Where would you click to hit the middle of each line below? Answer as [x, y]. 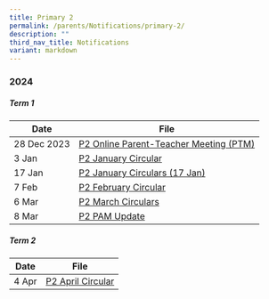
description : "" [39, 34]
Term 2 [23, 240]
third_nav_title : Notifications [69, 42]
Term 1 [22, 102]
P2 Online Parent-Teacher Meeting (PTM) [167, 144]
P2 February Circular [122, 188]
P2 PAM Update [112, 216]
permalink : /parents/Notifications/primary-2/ [97, 26]
